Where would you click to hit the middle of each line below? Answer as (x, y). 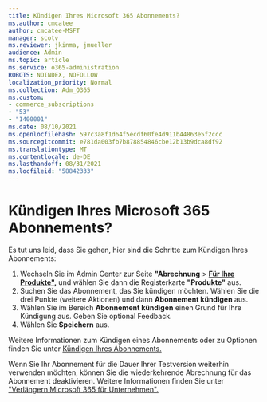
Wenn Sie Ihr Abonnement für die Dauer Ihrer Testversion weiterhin (119, 364)
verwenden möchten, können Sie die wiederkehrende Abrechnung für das (130, 372)
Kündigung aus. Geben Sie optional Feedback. (96, 316)
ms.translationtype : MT (48, 149)
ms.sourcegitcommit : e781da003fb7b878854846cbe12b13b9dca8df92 (116, 142)
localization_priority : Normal (60, 82)
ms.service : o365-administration (64, 68)
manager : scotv (33, 38)
